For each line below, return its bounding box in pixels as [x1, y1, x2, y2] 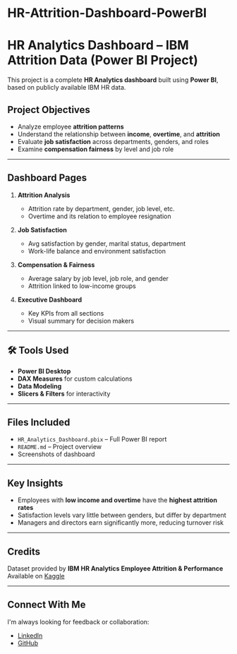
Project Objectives [7, 104, 90, 116]
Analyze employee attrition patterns [17, 122, 125, 131]
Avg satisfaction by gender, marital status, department [28, 239, 186, 248]
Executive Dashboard [17, 295, 83, 304]
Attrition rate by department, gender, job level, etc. [28, 204, 175, 213]
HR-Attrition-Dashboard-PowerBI [7, 5, 207, 21]
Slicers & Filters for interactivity [17, 389, 111, 398]
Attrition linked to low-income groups [28, 281, 136, 290]
